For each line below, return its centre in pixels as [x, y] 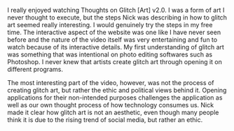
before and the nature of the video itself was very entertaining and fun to [112, 40]
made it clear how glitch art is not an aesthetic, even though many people [113, 112]
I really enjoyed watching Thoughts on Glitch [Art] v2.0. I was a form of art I [116, 10]
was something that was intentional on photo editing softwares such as [110, 54]
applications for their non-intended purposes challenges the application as [115, 98]
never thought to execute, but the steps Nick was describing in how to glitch [117, 17]
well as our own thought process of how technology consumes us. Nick [111, 105]
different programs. [35, 69]
